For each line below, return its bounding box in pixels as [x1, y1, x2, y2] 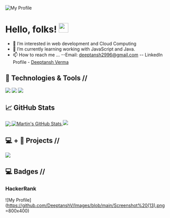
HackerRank [5, 185, 37, 192]
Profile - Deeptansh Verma [12, 59, 69, 65]
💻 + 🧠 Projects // [5, 136, 60, 145]
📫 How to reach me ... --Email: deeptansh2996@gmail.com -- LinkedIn [12, 52, 163, 58]
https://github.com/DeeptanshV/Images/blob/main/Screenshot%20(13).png [7, 202, 165, 208]
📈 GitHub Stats [5, 104, 55, 112]
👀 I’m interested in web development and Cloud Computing [12, 40, 136, 46]
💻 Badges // [5, 167, 45, 176]
